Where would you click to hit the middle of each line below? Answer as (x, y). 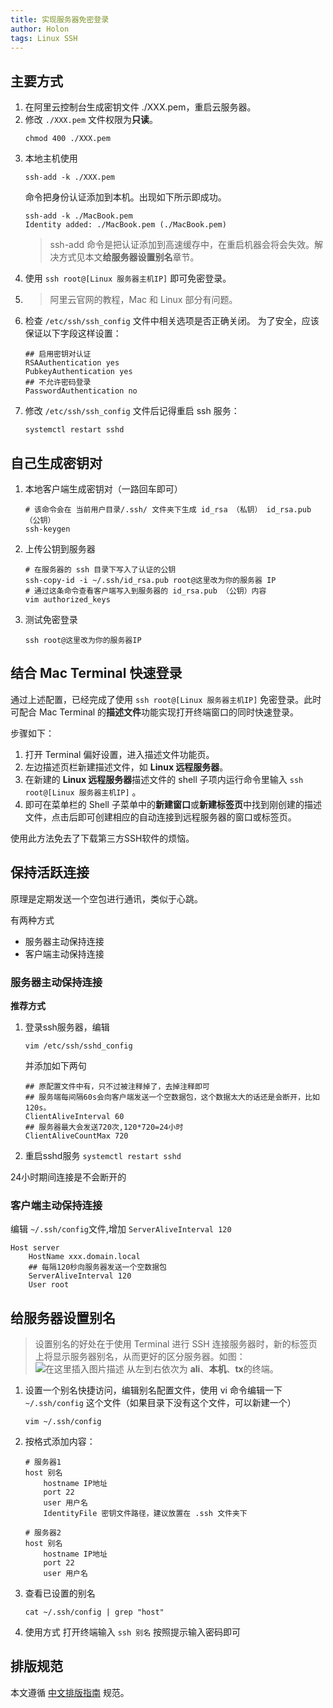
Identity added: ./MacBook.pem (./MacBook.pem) (125, 225)
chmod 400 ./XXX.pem (67, 139)
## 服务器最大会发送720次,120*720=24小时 (104, 1127)
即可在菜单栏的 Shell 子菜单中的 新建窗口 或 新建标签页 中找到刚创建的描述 (173, 804)
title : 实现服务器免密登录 (60, 19)
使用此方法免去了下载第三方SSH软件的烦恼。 (102, 838)
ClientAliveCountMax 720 (76, 1136)
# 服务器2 (43, 1533)
